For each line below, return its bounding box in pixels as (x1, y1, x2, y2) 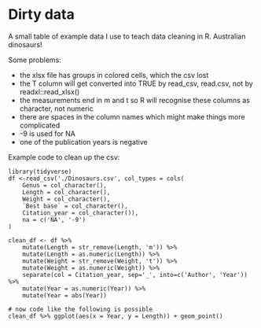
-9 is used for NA (19, 128, 76, 138)
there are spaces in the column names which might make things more (19, 112, 245, 121)
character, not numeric (19, 104, 94, 113)
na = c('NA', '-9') (22, 216, 86, 223)
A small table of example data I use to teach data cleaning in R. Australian (8, 31, 246, 41)
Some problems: (8, 55, 61, 64)
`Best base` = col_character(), (22, 202, 128, 210)
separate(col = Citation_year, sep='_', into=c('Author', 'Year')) (22, 271, 248, 278)
